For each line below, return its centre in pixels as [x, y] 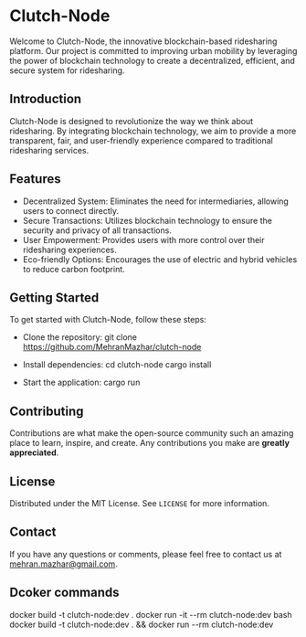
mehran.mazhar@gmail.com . [64, 564]
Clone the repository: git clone [79, 337]
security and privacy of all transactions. [97, 230]
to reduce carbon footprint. [74, 269]
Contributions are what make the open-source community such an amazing [152, 433]
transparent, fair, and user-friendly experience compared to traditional [142, 140]
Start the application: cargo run [81, 382]
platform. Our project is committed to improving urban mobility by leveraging [153, 50]
